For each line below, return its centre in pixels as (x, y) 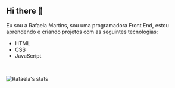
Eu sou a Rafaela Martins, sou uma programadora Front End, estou (88, 25)
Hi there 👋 (25, 11)
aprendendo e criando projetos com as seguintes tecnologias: (82, 32)
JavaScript (28, 56)
